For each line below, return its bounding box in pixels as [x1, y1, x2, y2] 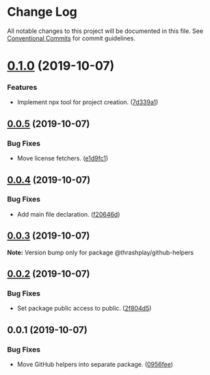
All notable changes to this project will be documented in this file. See [7, 27, 204, 35]
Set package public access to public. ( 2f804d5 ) [16, 304, 152, 313]
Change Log [7, 4, 77, 20]
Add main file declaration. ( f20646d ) [16, 210, 120, 218]
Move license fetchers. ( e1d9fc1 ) [16, 154, 109, 162]
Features [7, 83, 38, 93]
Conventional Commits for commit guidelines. [7, 34, 135, 42]
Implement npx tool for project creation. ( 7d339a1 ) [16, 98, 159, 106]
